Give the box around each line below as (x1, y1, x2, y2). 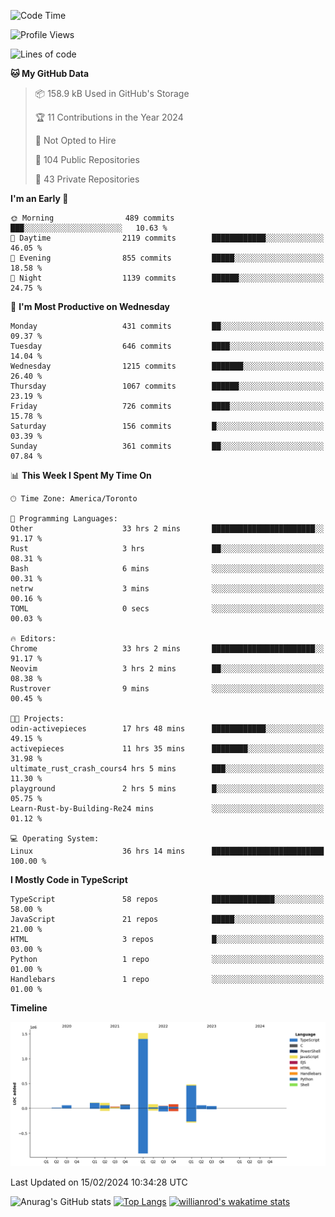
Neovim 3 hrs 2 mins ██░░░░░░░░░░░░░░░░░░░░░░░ (10, 664, 325, 674)
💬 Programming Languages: (10, 514, 118, 524)
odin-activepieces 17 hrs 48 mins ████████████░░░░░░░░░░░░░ (10, 724, 325, 734)
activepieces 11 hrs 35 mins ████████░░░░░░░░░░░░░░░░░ (10, 744, 325, 754)
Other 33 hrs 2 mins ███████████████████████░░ (10, 524, 325, 534)
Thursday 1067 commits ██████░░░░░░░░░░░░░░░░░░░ (10, 381, 325, 391)
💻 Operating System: (10, 834, 100, 844)
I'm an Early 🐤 (10, 193, 69, 204)
